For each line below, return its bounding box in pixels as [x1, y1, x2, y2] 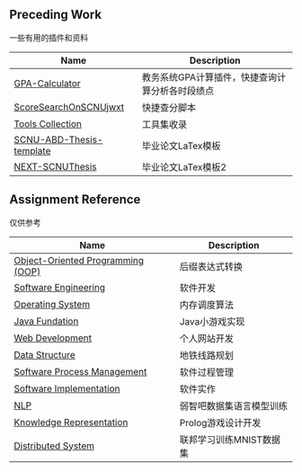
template [13, 144, 51, 156]
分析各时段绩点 [151, 85, 215, 97]
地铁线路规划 [179, 349, 234, 361]
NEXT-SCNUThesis [13, 160, 97, 173]
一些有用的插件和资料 [9, 31, 88, 43]
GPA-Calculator [13, 76, 81, 89]
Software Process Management [13, 365, 147, 378]
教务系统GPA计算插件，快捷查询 [142, 71, 278, 84]
